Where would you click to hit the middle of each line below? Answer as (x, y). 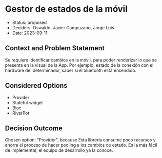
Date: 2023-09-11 (30, 33)
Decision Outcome (34, 128)
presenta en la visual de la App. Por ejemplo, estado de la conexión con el (79, 65)
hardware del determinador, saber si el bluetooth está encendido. (71, 70)
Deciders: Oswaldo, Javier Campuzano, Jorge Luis (63, 27)
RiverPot (21, 113)
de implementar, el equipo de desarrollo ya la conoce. (59, 150)
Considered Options (36, 86)
